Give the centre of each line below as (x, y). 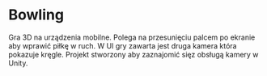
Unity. (18, 63)
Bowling (36, 15)
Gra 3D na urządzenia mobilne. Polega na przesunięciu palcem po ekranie (132, 37)
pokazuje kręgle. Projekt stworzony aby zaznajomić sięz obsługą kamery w (133, 54)
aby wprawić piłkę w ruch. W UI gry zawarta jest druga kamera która (123, 45)
